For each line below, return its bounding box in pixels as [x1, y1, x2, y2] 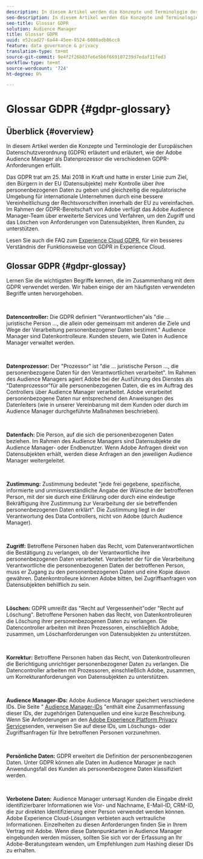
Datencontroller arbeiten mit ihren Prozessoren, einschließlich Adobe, [6, 624, 179, 631]
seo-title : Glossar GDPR [6, 20, 69, 26]
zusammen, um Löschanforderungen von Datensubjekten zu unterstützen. [6, 630, 192, 638]
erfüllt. [45, 162, 62, 169]
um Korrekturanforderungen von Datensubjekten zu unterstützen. [6, 673, 169, 681]
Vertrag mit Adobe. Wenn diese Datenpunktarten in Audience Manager [6, 827, 182, 835]
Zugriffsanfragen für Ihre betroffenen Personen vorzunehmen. [6, 729, 161, 737]
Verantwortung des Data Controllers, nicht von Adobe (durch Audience [6, 513, 183, 520]
